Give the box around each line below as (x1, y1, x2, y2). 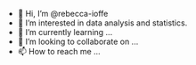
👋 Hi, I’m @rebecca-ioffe (17, 9, 109, 18)
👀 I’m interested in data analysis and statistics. (17, 18, 188, 28)
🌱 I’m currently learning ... (17, 27, 113, 37)
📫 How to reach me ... (17, 47, 101, 56)
